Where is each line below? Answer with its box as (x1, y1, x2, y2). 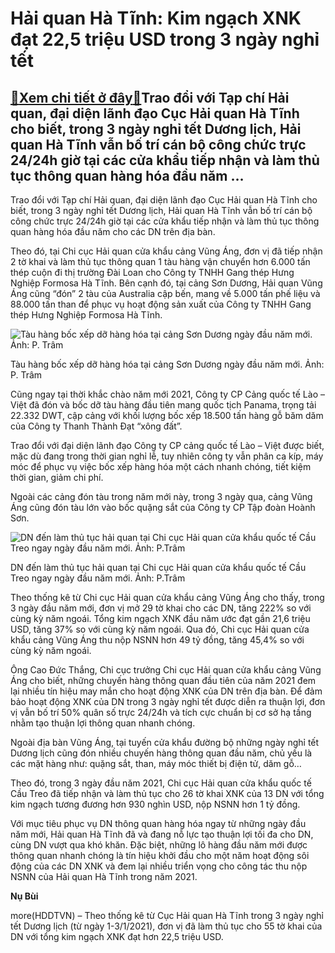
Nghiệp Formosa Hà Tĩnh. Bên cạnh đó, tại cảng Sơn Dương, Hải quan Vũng (10, 277, 323, 289)
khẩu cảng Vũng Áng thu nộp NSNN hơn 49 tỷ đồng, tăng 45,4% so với (10, 634, 305, 646)
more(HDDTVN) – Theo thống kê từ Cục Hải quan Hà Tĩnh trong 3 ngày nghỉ (10, 910, 324, 921)
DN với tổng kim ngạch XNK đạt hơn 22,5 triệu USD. (10, 931, 224, 942)
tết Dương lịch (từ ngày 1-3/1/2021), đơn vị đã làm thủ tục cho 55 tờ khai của (10, 920, 323, 932)
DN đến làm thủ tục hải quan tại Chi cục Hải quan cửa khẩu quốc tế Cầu (10, 562, 307, 573)
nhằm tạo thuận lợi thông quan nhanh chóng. (10, 717, 196, 729)
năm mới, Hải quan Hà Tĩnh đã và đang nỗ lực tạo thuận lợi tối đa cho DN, (10, 828, 314, 840)
